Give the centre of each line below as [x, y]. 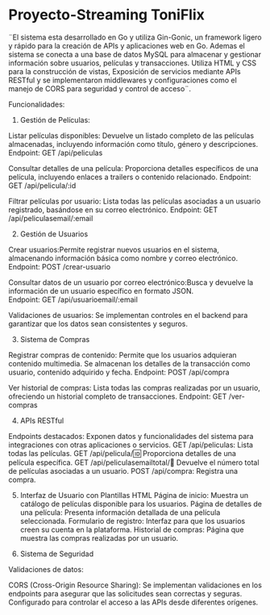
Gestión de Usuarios [54, 234]
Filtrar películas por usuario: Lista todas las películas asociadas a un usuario [135, 201]
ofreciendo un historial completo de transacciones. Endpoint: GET [118, 396]
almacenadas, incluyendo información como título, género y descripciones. [133, 144]
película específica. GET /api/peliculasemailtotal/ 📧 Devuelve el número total [134, 462]
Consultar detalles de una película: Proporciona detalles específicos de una [134, 168]
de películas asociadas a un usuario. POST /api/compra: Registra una [123, 471]
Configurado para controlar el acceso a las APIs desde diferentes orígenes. [133, 602]
